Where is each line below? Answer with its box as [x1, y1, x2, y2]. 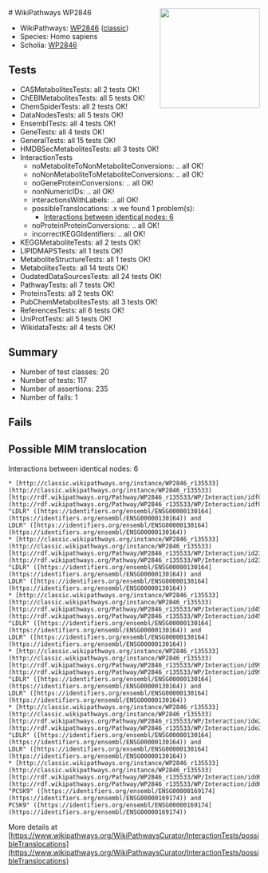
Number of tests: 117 [19, 375, 88, 385]
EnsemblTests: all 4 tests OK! [19, 118, 116, 128]
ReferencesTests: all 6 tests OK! [19, 305, 125, 315]
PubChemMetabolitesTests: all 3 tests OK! [19, 297, 158, 306]
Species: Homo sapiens [19, 32, 98, 41]
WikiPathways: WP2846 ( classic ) [19, 23, 129, 33]
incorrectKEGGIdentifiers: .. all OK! [31, 229, 146, 238]
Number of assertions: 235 [19, 384, 109, 393]
